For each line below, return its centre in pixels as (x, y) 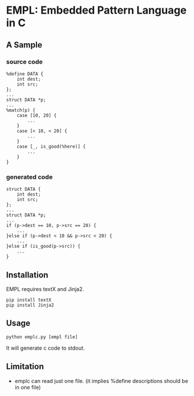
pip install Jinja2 (30, 305)
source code (25, 62)
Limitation (25, 367)
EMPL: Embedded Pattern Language (96, 10)
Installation (27, 275)
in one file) (28, 387)
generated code (30, 177)
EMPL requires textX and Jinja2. (45, 289)
